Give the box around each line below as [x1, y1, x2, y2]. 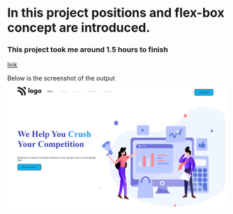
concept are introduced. [7, 20, 151, 36]
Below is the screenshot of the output [7, 74, 115, 83]
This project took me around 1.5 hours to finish [7, 45, 169, 55]
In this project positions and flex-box [7, 5, 225, 21]
